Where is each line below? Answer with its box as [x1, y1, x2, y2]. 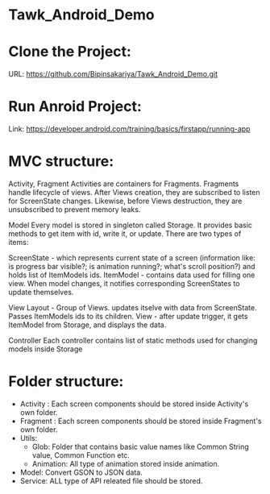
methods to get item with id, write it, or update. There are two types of [8, 229, 242, 239]
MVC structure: [8, 152, 114, 171]
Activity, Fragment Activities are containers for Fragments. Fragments [8, 179, 239, 189]
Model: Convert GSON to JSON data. [19, 467, 143, 477]
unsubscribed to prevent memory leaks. [8, 205, 141, 214]
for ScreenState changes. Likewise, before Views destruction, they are [8, 196, 243, 205]
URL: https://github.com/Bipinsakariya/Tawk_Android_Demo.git [8, 69, 218, 79]
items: [8, 238, 29, 247]
